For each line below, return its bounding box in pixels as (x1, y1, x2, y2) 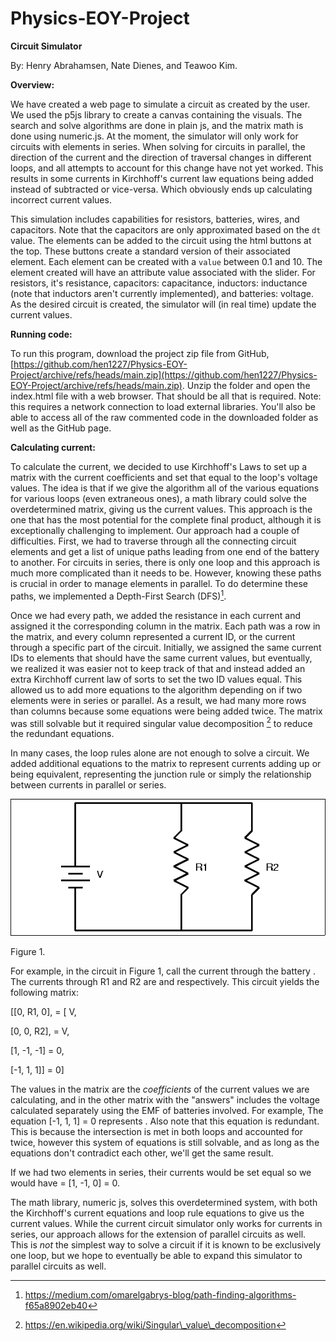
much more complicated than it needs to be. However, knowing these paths (10, 567, 322, 579)
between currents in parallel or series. (10, 779, 167, 791)
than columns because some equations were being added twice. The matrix (10, 705, 323, 717)
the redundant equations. (10, 728, 115, 740)
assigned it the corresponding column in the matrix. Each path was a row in (10, 620, 321, 632)
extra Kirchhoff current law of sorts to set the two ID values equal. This (10, 673, 303, 685)
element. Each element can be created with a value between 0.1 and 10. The (10, 255, 323, 267)
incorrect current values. (10, 193, 112, 206)
